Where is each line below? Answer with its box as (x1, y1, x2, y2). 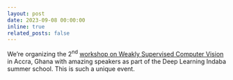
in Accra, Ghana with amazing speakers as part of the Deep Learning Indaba (7, 57, 227, 65)
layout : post (7, 10, 45, 17)
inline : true (7, 23, 45, 30)
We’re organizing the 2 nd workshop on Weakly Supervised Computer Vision (7, 49, 224, 58)
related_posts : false (7, 29, 70, 37)
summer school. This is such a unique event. (7, 64, 136, 73)
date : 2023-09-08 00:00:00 (7, 17, 86, 24)
